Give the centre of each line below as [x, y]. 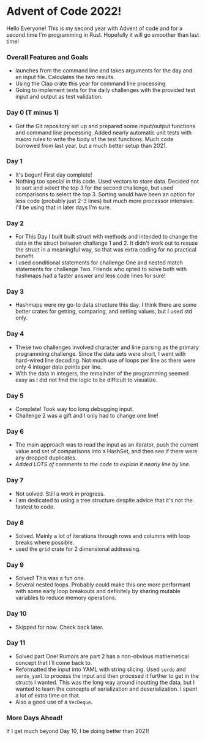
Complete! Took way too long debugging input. [74, 409]
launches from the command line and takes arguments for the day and [104, 71]
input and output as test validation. [59, 97]
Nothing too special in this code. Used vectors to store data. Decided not [107, 181]
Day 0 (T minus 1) [33, 113]
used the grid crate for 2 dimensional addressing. [78, 549]
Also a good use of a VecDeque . [54, 702]
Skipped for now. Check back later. [59, 627]
